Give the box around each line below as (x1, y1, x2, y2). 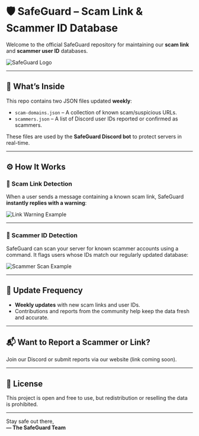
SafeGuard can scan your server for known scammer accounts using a (6, 244, 179, 252)
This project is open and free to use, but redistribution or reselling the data (6, 394, 188, 402)
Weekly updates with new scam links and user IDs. (14, 301, 140, 308)
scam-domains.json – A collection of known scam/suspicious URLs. (14, 109, 178, 116)
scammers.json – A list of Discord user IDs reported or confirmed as (14, 115, 178, 122)
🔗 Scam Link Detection (6, 180, 73, 188)
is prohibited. (6, 401, 38, 408)
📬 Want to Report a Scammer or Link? (6, 337, 151, 347)
